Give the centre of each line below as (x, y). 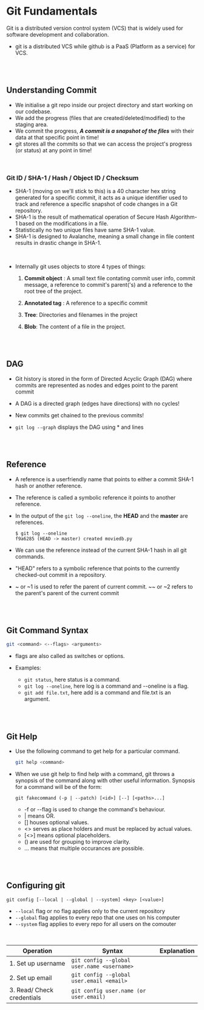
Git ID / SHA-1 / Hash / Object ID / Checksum (73, 178)
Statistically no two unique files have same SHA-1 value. (85, 230)
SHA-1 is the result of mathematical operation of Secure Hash (92, 217)
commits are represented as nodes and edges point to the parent (96, 385)
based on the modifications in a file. (64, 224)
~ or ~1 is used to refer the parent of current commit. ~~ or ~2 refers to (104, 587)
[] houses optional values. (56, 822)
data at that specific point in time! (57, 137)
